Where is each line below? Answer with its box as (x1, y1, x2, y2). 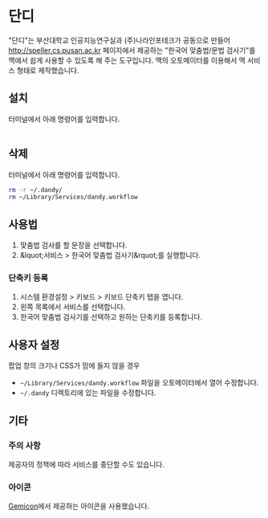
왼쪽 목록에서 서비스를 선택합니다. (19, 302, 126, 312)
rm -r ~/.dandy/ (8, 186, 63, 194)
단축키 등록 (8, 272, 49, 283)
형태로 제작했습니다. (16, 65, 79, 75)
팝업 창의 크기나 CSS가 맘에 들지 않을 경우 (8, 361, 140, 370)
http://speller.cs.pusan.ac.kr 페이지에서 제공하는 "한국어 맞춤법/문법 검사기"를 (8, 45, 256, 55)
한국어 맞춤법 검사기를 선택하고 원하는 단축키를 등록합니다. (19, 312, 203, 322)
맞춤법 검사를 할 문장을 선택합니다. (19, 240, 128, 250)
